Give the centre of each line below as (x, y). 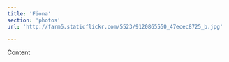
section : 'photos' (34, 20)
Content (19, 52)
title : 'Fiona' (29, 14)
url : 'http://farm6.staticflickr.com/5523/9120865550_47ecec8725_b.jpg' (115, 26)
